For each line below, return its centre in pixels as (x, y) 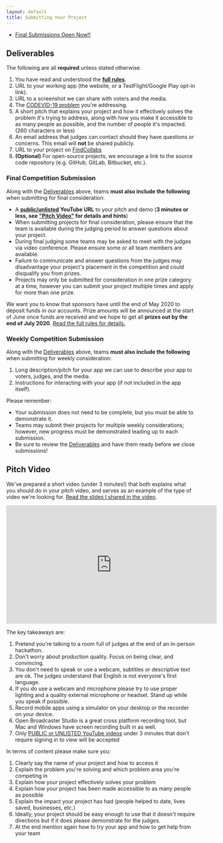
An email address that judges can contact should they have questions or (104, 137)
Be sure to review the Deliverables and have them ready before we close (105, 444)
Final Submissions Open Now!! (53, 34)
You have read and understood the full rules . (71, 79)
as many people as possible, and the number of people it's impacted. (100, 124)
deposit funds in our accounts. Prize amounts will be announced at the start (100, 310)
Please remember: (29, 400)
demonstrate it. (34, 418)
